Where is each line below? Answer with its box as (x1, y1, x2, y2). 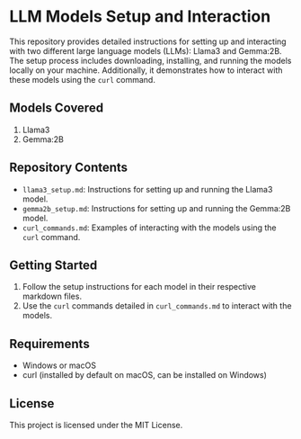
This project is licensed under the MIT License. (9, 420, 183, 430)
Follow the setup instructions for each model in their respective (22, 282, 256, 292)
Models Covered (9, 101, 104, 116)
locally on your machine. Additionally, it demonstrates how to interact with (9, 65, 283, 76)
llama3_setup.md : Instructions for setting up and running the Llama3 (22, 184, 273, 194)
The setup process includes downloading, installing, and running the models (9, 55, 292, 66)
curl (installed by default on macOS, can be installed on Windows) (22, 370, 268, 381)
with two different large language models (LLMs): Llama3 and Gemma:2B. (9, 45, 282, 56)
